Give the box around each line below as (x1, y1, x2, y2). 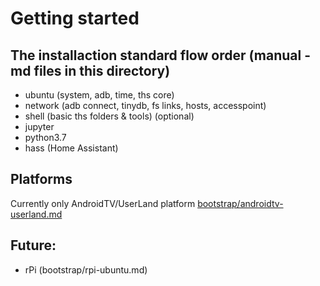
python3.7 (24, 132, 67, 143)
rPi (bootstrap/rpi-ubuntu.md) (24, 263, 148, 276)
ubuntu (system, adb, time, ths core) (24, 89, 175, 101)
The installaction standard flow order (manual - (10, 47, 311, 64)
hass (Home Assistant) (24, 142, 119, 154)
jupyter (24, 121, 55, 132)
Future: (10, 237, 57, 254)
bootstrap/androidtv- (197, 197, 284, 209)
